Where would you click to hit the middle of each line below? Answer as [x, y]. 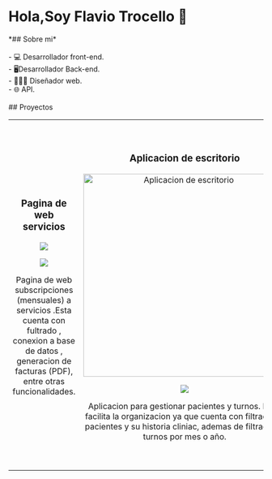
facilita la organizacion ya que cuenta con [164, 416]
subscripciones [44, 290]
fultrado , [44, 330]
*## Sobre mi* [32, 39]
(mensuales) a [44, 300]
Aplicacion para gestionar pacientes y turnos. [174, 406]
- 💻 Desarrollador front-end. [56, 57]
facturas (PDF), [44, 371]
